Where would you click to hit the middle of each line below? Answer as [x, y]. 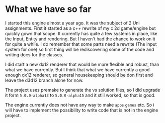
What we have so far [48, 9]
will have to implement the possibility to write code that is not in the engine [82, 110]
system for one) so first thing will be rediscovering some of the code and [80, 49]
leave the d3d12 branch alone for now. [44, 80]
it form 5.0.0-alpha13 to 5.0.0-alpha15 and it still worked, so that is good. [80, 95]
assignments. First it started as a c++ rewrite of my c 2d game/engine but [81, 28]
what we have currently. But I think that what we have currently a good [78, 69]
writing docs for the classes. [34, 55]
